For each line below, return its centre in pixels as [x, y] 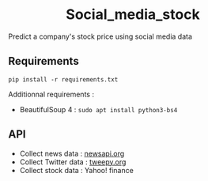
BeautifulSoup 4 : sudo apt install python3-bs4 [98, 109]
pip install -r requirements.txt [63, 79]
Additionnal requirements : [51, 94]
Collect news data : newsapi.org [72, 153]
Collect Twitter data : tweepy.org [73, 162]
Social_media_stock [133, 15]
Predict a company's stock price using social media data [100, 36]
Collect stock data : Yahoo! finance [77, 170]
